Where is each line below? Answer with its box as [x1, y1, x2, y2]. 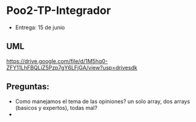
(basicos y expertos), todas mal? [15, 104, 98, 111]
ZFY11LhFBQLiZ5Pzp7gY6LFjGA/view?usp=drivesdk [6, 64, 137, 71]
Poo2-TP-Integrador [6, 4, 111, 18]
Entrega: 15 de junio [15, 24, 65, 31]
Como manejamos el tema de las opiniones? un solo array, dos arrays [15, 98, 191, 105]
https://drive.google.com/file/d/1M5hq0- [6, 57, 108, 64]
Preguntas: [6, 81, 50, 92]
